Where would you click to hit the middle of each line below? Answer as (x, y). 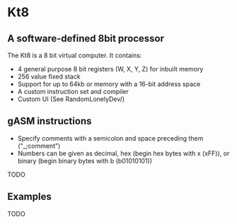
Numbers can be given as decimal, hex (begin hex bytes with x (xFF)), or (123, 153)
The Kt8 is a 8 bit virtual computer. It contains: (75, 55)
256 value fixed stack (49, 76)
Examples (29, 197)
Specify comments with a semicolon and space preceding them (110, 138)
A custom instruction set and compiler (73, 92)
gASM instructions (50, 121)
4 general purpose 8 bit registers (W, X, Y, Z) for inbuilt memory (110, 69)
